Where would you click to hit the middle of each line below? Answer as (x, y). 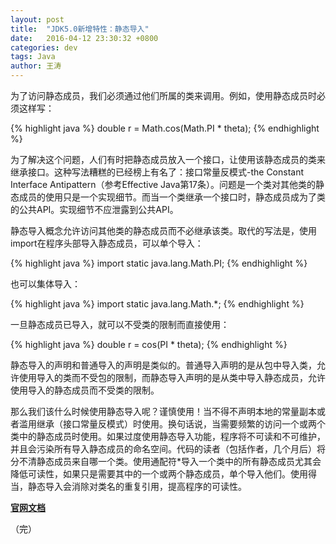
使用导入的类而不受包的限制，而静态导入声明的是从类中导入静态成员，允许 (172, 377)
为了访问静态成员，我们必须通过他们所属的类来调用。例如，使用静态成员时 (163, 95)
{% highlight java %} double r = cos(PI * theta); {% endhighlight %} (149, 344)
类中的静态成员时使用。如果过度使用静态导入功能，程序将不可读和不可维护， (168, 436)
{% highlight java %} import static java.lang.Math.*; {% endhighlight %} (157, 304)
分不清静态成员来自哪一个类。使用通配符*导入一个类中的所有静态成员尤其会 (166, 461)
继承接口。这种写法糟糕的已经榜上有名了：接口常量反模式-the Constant (157, 172)
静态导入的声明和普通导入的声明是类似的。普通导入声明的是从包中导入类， (163, 365)
